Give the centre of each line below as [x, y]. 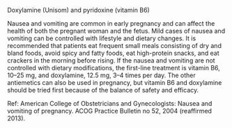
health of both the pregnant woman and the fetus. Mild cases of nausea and [116, 31]
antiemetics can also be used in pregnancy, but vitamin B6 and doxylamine [115, 82]
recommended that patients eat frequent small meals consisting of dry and [114, 46]
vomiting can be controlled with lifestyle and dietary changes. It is [102, 38]
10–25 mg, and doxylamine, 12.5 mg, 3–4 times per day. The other [102, 75]
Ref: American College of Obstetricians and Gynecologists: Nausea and [110, 103]
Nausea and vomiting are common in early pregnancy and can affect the [111, 23]
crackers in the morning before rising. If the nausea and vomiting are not [111, 61]
